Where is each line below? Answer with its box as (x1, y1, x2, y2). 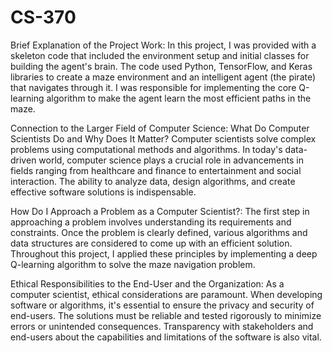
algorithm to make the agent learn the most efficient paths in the (46, 92, 312, 104)
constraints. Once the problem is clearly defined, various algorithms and (10, 226, 308, 238)
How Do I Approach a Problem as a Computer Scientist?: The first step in (10, 205, 310, 217)
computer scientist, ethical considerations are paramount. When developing (10, 288, 323, 300)
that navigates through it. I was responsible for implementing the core (10, 81, 297, 93)
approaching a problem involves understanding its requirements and (10, 216, 292, 228)
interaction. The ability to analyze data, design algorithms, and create (10, 175, 296, 187)
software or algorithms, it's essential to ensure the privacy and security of (10, 299, 315, 311)
